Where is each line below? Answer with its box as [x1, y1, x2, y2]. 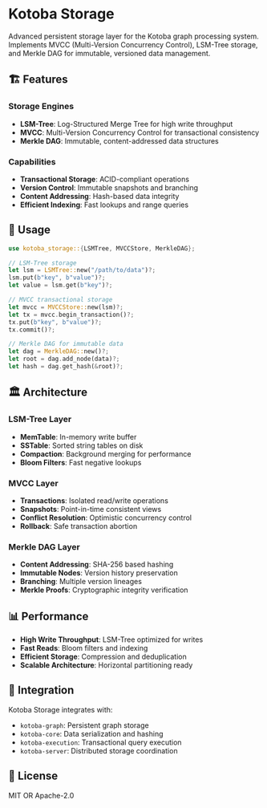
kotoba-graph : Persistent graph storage [19, 720, 150, 730]
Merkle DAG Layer [8, 541, 80, 552]
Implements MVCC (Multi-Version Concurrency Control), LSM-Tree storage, [8, 39, 258, 49]
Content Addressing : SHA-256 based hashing [19, 559, 174, 570]
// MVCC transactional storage [8, 296, 113, 304]
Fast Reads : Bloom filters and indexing [19, 644, 148, 653]
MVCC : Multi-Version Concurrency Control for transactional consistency [19, 128, 260, 137]
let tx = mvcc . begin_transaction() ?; [8, 311, 135, 319]
